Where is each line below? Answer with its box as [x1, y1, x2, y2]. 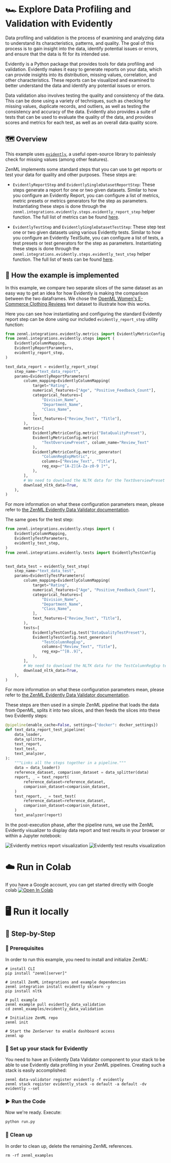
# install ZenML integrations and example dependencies [5, 980, 126, 985]
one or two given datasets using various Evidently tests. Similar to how [12, 229, 161, 235]
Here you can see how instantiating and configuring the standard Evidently [5, 311, 162, 317]
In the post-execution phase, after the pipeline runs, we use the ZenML [5, 822, 154, 828]
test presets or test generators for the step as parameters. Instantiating [12, 240, 162, 246]
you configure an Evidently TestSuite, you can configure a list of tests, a [12, 234, 164, 240]
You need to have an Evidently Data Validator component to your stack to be [5, 1057, 165, 1063]
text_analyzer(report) [14, 813, 63, 818]
